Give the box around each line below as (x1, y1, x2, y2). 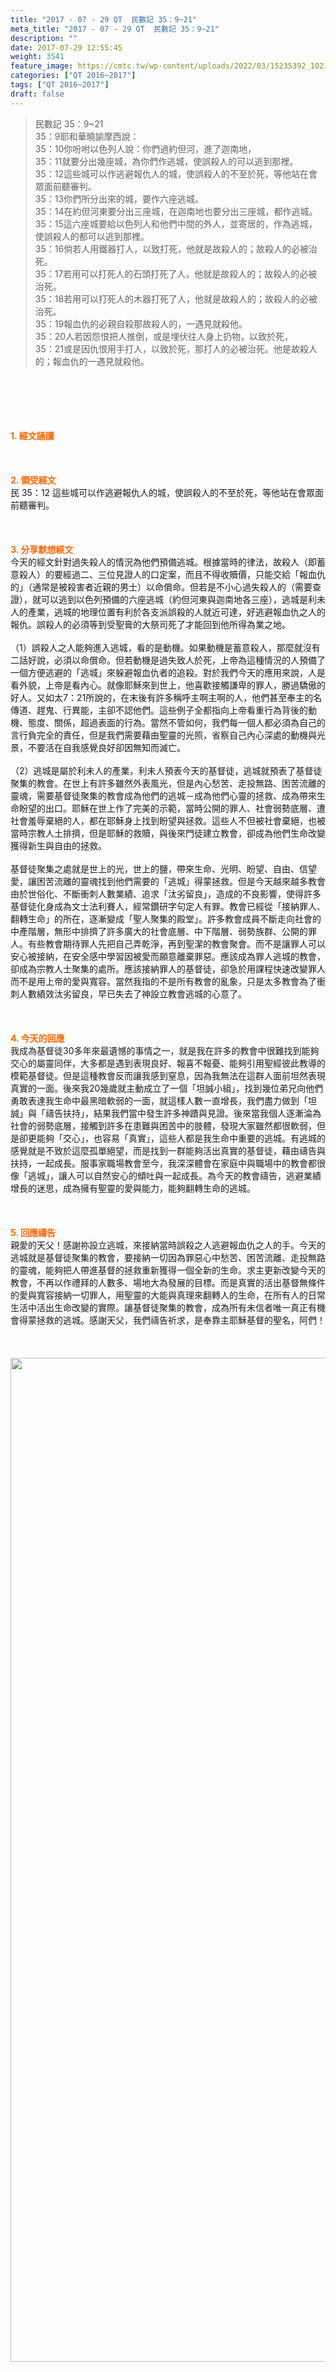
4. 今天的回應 (10, 1032, 65, 1044)
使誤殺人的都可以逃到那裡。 (34, 230, 150, 242)
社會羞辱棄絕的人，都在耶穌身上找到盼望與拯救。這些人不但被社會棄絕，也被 (10, 814, 326, 826)
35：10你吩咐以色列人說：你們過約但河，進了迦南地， (34, 142, 257, 155)
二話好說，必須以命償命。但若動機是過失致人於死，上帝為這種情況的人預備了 (10, 654, 326, 666)
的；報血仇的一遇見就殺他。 (34, 355, 150, 367)
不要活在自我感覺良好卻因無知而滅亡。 (27, 741, 186, 753)
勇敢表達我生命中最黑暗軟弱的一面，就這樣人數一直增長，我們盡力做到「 (10, 1094, 308, 1106)
